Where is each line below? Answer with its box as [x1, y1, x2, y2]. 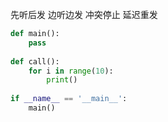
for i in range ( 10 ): [28, 66, 114, 76]
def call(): [10, 56, 60, 67]
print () [46, 75, 78, 85]
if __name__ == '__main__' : [10, 94, 128, 104]
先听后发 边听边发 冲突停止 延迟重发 [10, 9, 158, 20]
